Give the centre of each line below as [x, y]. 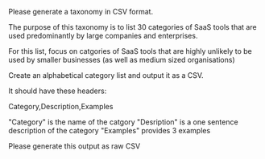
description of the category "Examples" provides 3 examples [110, 130]
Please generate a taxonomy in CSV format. [81, 12]
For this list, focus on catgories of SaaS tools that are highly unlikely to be [130, 51]
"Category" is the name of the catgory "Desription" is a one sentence [124, 122]
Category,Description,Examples [61, 106]
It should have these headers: [58, 91]
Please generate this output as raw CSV [75, 146]
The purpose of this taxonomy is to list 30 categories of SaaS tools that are [132, 27]
